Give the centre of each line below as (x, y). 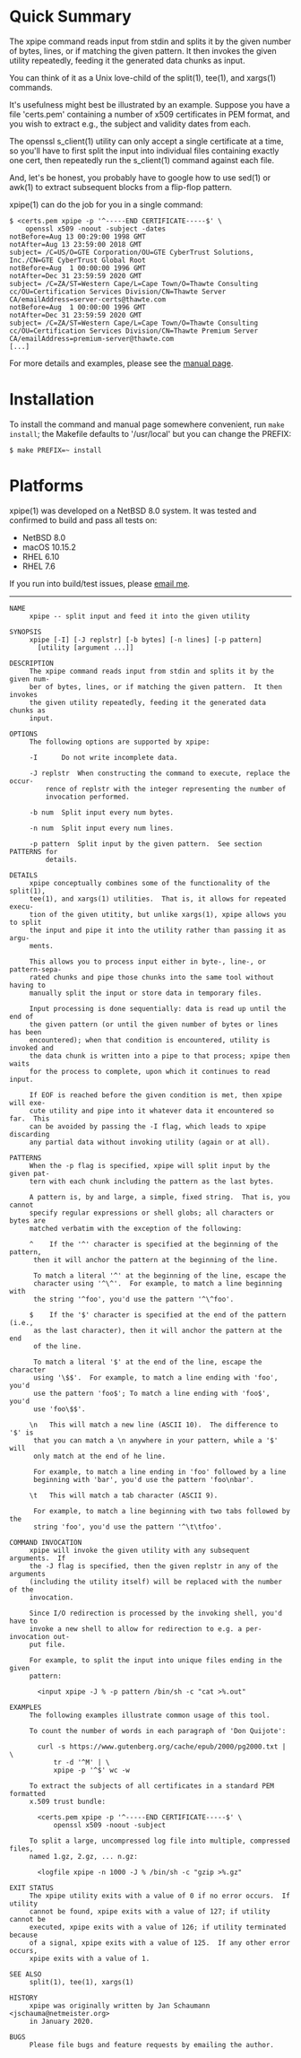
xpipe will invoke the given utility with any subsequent (140, 1550)
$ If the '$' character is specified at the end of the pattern (158, 1315)
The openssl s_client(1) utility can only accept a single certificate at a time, (146, 141)
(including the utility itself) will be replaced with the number (155, 1582)
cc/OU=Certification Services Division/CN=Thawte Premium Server (133, 331)
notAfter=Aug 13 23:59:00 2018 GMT (76, 244)
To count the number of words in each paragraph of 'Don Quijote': (158, 1731)
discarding (30, 1134)
